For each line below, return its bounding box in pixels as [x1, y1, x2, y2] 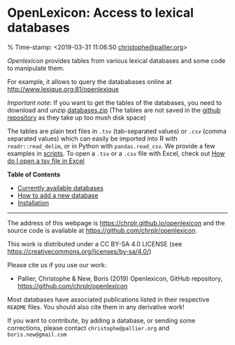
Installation [17, 198, 50, 207]
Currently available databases [17, 183, 104, 192]
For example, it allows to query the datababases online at [7, 77, 172, 85]
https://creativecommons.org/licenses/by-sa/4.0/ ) [7, 247, 152, 255]
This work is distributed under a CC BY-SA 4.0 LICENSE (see [7, 239, 183, 248]
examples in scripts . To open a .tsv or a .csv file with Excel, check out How [7, 149, 225, 157]
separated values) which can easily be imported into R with [7, 134, 178, 143]
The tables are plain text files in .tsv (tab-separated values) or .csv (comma [7, 127, 227, 135]
